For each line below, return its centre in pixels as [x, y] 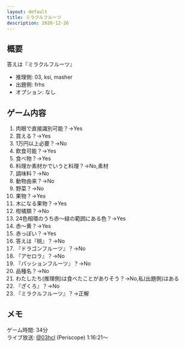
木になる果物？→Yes [41, 204]
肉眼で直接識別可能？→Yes [49, 128]
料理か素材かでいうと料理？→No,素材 [62, 166]
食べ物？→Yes [33, 158]
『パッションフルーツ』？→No [53, 264]
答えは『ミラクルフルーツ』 [41, 64]
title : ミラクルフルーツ [34, 17]
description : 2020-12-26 [38, 23]
